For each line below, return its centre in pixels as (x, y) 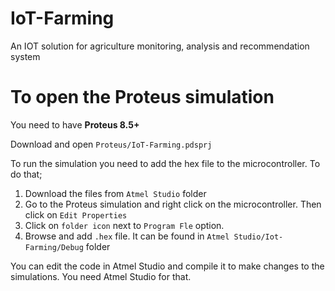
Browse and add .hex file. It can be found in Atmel (127, 236)
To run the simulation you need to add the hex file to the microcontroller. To (165, 163)
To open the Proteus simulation (142, 97)
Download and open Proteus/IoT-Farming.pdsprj (111, 144)
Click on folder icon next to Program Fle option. (124, 225)
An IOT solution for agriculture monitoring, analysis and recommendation (160, 46)
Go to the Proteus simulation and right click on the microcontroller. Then (173, 204)
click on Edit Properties (76, 214)
